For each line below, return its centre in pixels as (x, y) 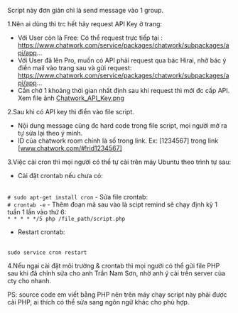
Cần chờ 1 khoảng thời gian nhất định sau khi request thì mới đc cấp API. (124, 90)
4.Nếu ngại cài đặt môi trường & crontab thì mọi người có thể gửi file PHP (114, 266)
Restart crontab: (41, 232)
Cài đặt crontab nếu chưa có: (60, 176)
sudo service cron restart (47, 253)
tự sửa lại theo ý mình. (50, 133)
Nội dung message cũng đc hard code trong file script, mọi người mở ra (122, 126)
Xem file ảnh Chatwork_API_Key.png (71, 98)
